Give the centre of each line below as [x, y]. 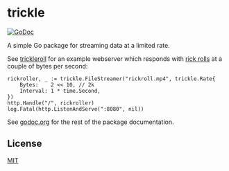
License [25, 144]
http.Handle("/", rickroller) [51, 103]
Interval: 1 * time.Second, [60, 91]
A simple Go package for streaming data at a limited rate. [88, 45]
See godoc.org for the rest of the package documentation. [91, 122]
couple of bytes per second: [48, 66]
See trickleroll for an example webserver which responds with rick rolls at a [115, 58]
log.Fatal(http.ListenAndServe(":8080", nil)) [76, 109]
